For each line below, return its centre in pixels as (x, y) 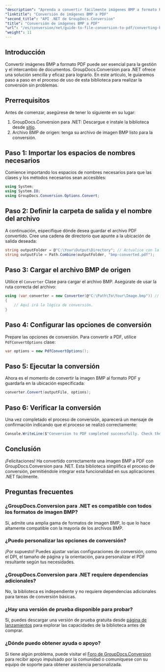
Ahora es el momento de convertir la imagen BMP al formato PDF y (73, 378)
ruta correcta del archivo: (31, 287)
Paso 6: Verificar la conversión (53, 407)
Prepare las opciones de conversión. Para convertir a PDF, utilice (71, 336)
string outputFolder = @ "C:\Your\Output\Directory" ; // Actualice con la (82, 250)
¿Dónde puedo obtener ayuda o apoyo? (53, 643)
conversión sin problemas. (32, 85)
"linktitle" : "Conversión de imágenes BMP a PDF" (57, 14)
